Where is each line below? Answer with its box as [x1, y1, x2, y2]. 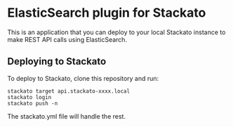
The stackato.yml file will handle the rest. [7, 112, 126, 120]
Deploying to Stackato [7, 56, 107, 68]
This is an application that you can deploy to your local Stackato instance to [7, 28, 226, 36]
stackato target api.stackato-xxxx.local [7, 87, 131, 95]
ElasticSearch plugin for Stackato [7, 5, 206, 21]
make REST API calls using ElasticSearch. [7, 35, 128, 43]
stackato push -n [7, 100, 58, 107]
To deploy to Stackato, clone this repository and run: [7, 74, 159, 82]
